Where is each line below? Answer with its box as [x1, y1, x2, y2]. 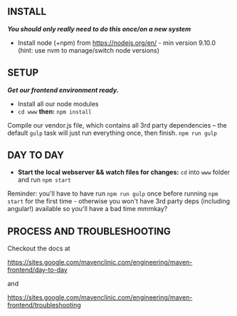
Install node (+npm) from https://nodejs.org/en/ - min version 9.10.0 [17, 39, 216, 47]
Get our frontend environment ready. [7, 86, 119, 94]
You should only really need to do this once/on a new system [7, 24, 191, 33]
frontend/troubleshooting [7, 301, 82, 310]
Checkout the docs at [7, 244, 70, 253]
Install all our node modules [17, 99, 99, 108]
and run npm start [17, 175, 71, 184]
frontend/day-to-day [7, 265, 68, 274]
